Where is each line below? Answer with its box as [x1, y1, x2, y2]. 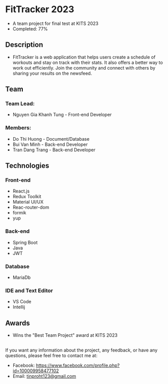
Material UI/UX [12, 199, 44, 205]
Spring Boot [12, 239, 38, 245]
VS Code [12, 299, 31, 305]
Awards [5, 318, 30, 327]
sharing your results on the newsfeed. [12, 70, 92, 76]
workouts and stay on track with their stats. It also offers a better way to [12, 59, 163, 66]
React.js [12, 188, 30, 194]
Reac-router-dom [12, 204, 49, 210]
